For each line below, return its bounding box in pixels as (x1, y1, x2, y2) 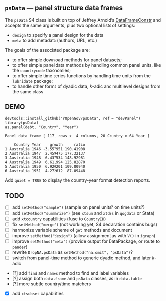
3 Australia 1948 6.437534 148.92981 (5, 155, 85, 160)
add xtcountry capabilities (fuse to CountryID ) (12, 216, 106, 222)
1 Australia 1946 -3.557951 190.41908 (5, 146, 85, 151)
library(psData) (5, 120, 39, 125)
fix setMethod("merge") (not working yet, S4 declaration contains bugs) (12, 221, 158, 227)
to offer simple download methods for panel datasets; (12, 57, 122, 63)
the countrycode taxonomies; (12, 67, 71, 73)
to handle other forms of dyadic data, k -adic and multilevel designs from (12, 83, 161, 89)
